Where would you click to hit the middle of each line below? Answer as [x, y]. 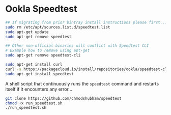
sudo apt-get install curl [34, 65]
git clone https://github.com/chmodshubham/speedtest [64, 98]
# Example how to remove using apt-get [48, 51]
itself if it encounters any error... [39, 89]
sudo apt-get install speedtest [39, 74]
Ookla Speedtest [41, 9]
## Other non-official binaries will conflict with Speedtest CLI [77, 46]
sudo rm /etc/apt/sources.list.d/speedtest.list [58, 27]
